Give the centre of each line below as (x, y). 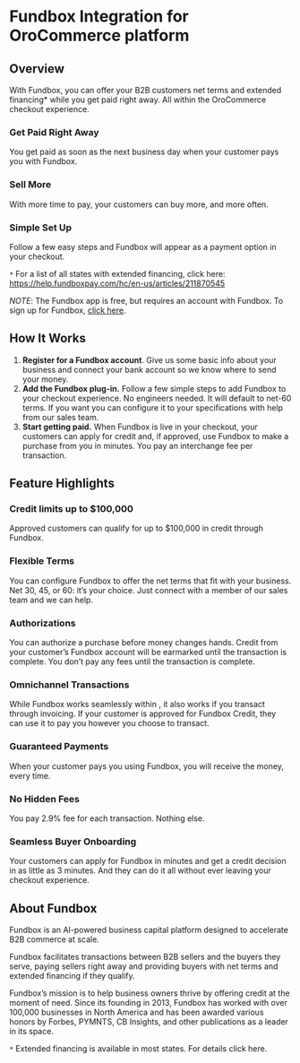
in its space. (31, 1031)
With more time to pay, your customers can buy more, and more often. (139, 204)
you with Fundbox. (43, 161)
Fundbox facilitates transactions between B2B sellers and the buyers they (145, 956)
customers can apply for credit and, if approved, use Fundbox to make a (155, 436)
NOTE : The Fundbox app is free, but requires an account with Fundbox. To (146, 300)
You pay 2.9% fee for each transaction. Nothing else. (107, 818)
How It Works (48, 338)
